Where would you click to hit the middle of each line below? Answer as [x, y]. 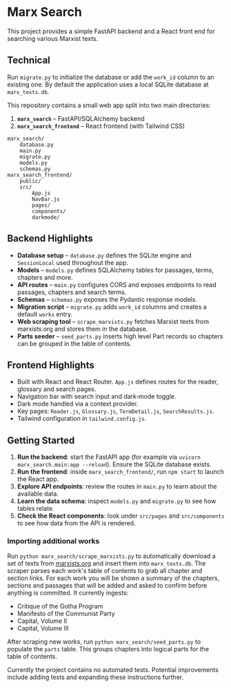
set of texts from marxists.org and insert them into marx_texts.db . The [107, 563]
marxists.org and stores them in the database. [82, 329]
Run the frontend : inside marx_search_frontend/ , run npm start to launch [120, 472]
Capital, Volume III [43, 628]
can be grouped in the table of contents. [74, 343]
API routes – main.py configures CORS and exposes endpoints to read [117, 284]
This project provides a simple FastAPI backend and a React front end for [111, 31]
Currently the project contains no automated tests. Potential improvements [113, 670]
